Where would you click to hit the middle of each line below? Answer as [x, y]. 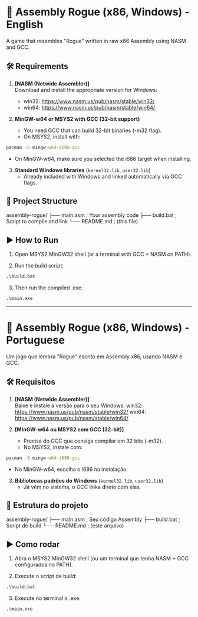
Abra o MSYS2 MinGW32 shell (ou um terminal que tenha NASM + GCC [102, 559]
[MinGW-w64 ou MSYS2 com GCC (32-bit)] [69, 429]
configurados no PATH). [44, 565]
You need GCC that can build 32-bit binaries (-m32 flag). [93, 130]
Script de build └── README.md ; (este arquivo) [65, 526]
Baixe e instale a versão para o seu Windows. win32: [79, 405]
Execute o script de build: [46, 576]
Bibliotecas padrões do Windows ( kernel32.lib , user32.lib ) [89, 480]
